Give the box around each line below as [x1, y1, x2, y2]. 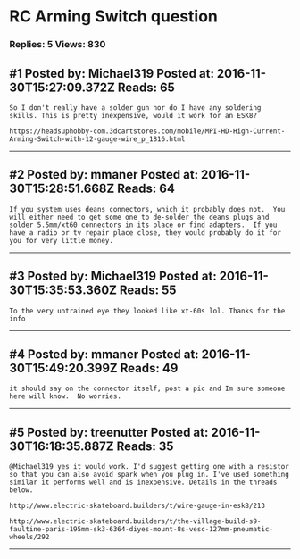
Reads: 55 [119, 283, 177, 298]
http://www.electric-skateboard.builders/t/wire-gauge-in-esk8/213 [9, 502, 266, 511]
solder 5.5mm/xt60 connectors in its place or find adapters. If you [9, 221, 278, 229]
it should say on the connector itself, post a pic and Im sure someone [9, 384, 286, 394]
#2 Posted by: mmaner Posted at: [9, 167, 199, 182]
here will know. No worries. [9, 392, 122, 401]
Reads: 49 [120, 360, 179, 376]
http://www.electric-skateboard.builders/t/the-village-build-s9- [9, 517, 262, 526]
